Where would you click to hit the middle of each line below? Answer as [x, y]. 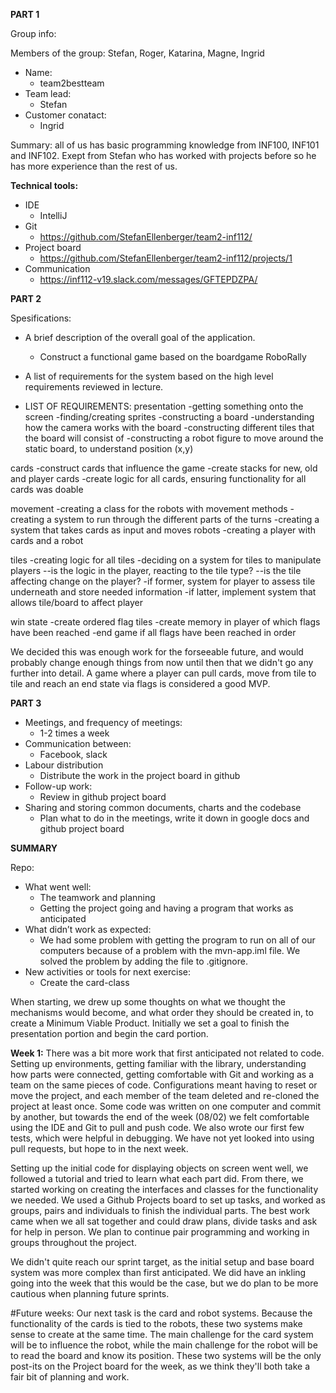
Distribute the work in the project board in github [140, 775]
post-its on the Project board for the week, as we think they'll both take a [160, 1366]
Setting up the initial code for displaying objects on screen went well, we [159, 1168]
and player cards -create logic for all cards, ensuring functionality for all [158, 478]
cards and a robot [47, 540]
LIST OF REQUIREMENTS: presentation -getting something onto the [164, 406]
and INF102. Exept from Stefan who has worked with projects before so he [163, 155]
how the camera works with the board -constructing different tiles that [169, 427]
